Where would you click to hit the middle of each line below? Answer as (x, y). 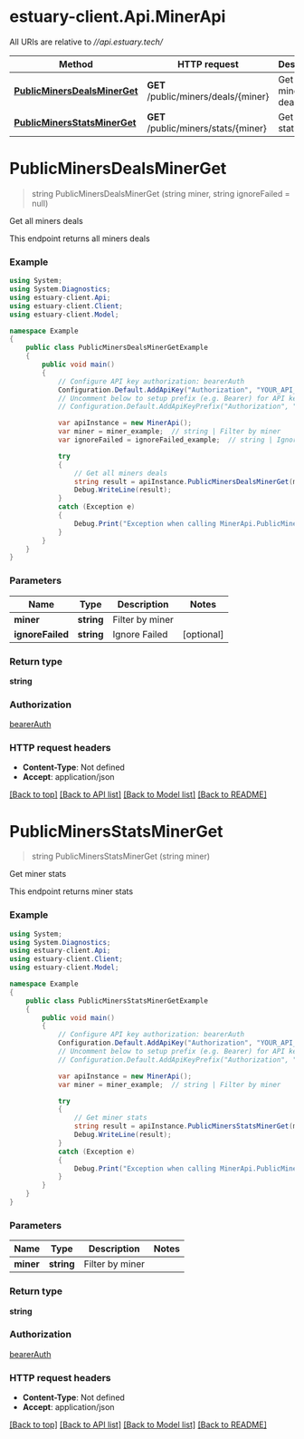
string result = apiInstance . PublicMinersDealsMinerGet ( (184, 481)
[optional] (203, 634)
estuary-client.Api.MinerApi (118, 17)
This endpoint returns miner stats (71, 891)
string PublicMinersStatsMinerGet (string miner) (121, 856)
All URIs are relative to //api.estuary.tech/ (86, 42)
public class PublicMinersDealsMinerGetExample (117, 348)
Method (76, 63)
